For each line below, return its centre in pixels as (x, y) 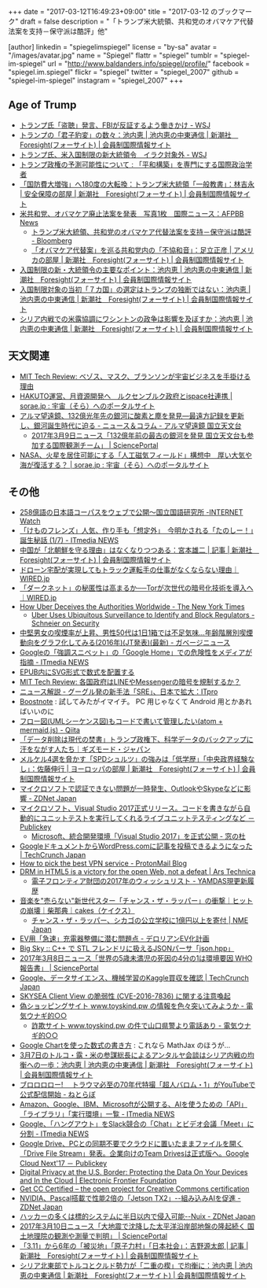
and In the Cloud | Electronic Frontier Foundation (98, 1181)
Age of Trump (42, 105)
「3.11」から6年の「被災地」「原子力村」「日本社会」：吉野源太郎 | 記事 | (134, 1246)
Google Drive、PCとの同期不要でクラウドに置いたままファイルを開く (131, 1144)
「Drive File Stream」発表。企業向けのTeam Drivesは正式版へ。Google (134, 1153)
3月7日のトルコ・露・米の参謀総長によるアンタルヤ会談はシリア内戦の (133, 1055)
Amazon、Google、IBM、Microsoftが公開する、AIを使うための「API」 (133, 1105)
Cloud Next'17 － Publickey (63, 1164)
